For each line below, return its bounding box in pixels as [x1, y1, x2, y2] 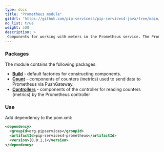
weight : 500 [5, 25, 29, 30]
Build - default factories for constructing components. [12, 71, 121, 77]
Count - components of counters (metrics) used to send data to [12, 76, 141, 82]
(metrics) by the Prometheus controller [12, 92, 90, 97]
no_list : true [5, 20, 34, 26]
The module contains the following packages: [5, 61, 97, 67]
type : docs [5, 7, 27, 12]
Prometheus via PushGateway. [12, 81, 74, 87]
